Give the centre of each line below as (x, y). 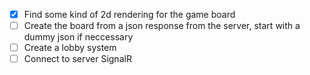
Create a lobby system (70, 48)
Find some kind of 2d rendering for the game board (129, 14)
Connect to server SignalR (77, 59)
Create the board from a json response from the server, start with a (162, 26)
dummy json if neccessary (78, 37)
